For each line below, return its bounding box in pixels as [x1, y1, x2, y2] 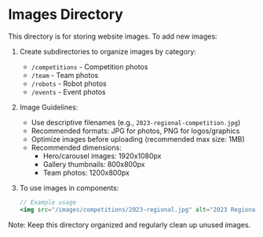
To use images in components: [19, 183, 119, 192]
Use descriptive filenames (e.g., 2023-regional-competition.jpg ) [31, 117, 241, 127]
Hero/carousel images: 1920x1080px [42, 151, 162, 161]
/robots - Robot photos [31, 79, 108, 88]
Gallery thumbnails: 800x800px [42, 159, 145, 168]
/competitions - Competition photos [31, 61, 148, 72]
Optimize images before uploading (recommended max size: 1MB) [31, 134, 245, 143]
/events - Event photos [31, 87, 106, 96]
